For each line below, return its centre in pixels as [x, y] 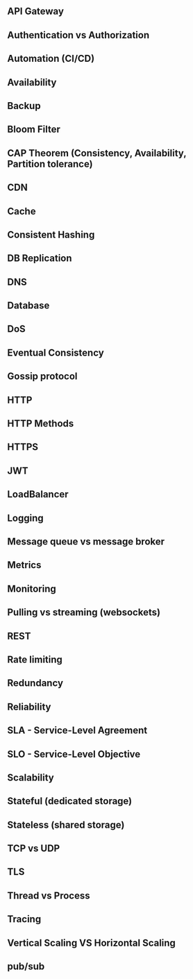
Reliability [29, 706]
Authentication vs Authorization [78, 35]
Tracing [24, 919]
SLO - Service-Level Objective [74, 754]
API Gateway [36, 11]
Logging [25, 518]
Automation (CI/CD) [51, 59]
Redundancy [35, 683]
